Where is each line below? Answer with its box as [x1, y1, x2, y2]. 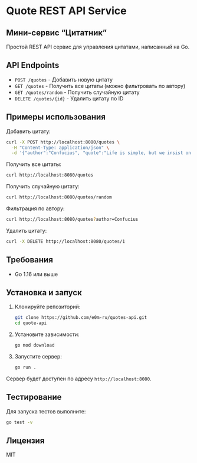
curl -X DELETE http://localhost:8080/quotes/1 [6, 238, 126, 244]
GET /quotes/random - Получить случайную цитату [14, 89, 140, 96]
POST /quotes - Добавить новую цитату [14, 76, 113, 83]
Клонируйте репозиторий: [14, 303, 81, 311]
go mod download [14, 343, 55, 348]
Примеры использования [6, 112, 106, 122]
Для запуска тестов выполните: [6, 407, 86, 415]
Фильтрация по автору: [6, 205, 65, 212]
